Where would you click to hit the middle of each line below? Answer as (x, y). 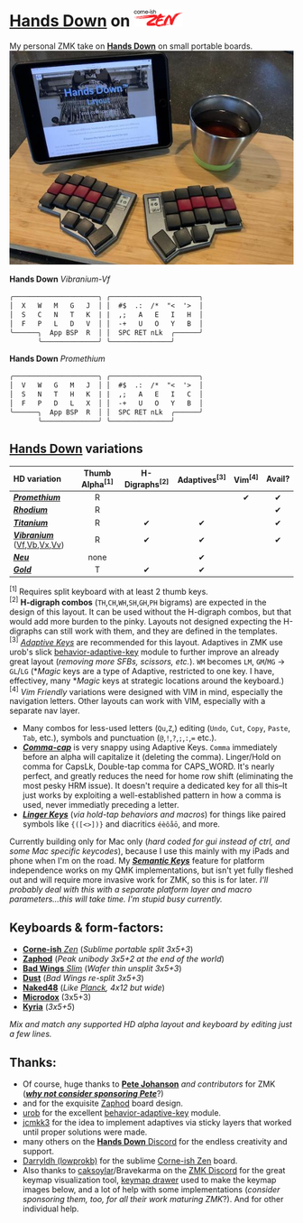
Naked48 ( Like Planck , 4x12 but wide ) (93, 987)
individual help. (50, 1209)
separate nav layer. (45, 711)
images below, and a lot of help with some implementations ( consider (151, 1190)
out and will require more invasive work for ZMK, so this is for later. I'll (139, 880)
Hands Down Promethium (57, 358)
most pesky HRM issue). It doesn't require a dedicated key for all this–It (155, 786)
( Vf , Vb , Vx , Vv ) (39, 544)
